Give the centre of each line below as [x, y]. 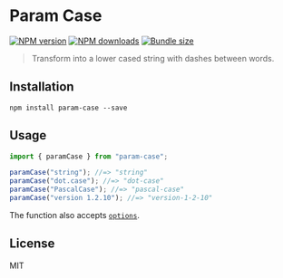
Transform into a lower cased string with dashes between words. [153, 58]
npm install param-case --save [68, 108]
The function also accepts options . [75, 215]
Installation [42, 87]
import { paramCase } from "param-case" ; [89, 156]
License [32, 244]
